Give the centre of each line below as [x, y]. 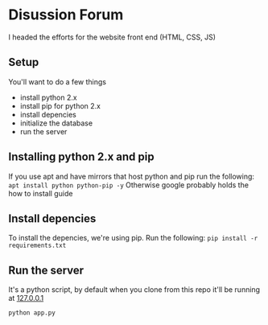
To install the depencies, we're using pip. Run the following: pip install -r [133, 238]
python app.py [32, 313]
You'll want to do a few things [58, 81]
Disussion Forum [66, 15]
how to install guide [41, 193]
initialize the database [56, 123]
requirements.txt [37, 246]
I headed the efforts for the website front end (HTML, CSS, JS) [112, 37]
